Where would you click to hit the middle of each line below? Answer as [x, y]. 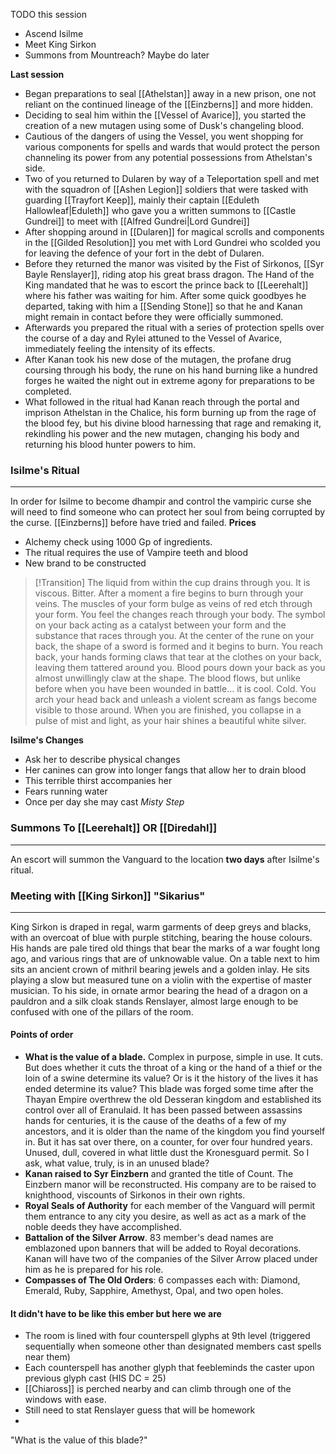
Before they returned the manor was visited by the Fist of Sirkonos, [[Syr [174, 263]
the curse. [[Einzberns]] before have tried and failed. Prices [133, 523]
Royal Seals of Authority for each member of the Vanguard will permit [170, 1206]
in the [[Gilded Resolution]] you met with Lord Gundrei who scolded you [172, 242]
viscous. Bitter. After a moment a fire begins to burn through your [169, 593]
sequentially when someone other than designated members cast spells [173, 1346]
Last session [37, 74]
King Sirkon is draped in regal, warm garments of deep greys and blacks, [161, 926]
